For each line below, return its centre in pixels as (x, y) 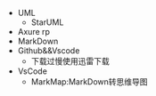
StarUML (47, 22)
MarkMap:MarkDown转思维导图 (90, 82)
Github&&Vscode (49, 51)
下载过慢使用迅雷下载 (70, 61)
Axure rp (34, 32)
